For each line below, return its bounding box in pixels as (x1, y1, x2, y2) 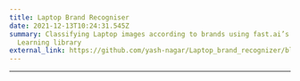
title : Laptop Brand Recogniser (9, 12, 129, 22)
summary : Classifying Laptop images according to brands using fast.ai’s (9, 29, 290, 38)
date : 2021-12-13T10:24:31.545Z (9, 21, 129, 30)
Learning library (17, 37, 82, 47)
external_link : (9, 46, 66, 55)
